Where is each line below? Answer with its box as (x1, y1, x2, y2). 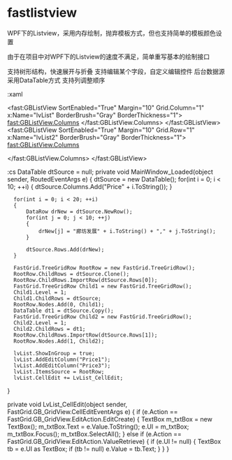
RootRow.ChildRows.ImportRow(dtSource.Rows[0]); (13, 276, 158, 283)
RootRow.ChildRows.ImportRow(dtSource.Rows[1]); (13, 332, 158, 339)
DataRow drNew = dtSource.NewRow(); (25, 208, 133, 215)
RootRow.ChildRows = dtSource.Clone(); (13, 270, 130, 277)
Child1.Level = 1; (13, 288, 68, 296)
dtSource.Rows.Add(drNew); (25, 246, 105, 253)
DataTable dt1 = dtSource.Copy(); (13, 307, 114, 314)
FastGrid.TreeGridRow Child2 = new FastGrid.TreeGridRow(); (13, 313, 192, 320)
